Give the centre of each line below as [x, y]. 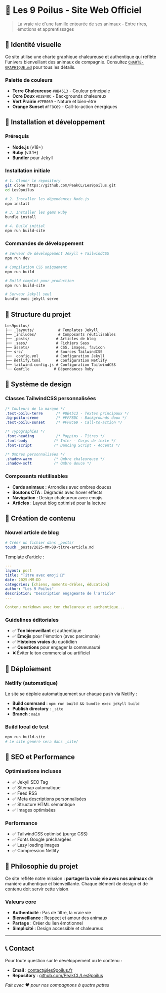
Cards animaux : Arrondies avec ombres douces [62, 487]
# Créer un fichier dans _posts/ [40, 543]
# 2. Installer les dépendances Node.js [47, 199]
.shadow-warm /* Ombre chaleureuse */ [55, 459]
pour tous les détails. [54, 67]
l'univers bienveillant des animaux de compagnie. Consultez [66, 62]
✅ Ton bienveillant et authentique [47, 631]
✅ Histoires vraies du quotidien [45, 642]
